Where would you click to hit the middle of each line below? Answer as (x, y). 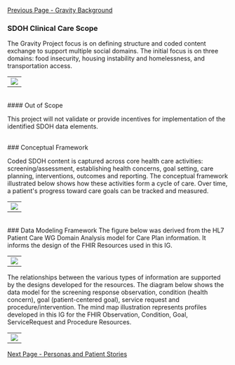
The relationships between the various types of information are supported (114, 277)
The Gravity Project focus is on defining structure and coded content (107, 44)
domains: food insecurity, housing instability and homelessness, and (106, 58)
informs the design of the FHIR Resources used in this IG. (90, 246)
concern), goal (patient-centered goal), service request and (94, 300)
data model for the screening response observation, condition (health (108, 292)
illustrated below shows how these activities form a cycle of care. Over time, (117, 184)
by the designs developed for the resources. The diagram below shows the (116, 285)
